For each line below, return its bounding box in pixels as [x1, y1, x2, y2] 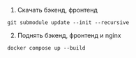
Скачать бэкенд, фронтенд [17, 6, 98, 14]
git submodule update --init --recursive [7, 19, 130, 26]
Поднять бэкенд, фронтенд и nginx [17, 31, 121, 39]
